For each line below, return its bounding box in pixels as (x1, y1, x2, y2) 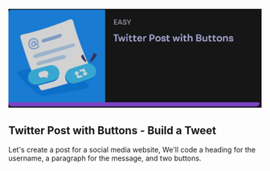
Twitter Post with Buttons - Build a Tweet (8, 124, 217, 137)
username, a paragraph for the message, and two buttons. (8, 153, 202, 163)
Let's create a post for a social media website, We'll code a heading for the (8, 145, 256, 155)
